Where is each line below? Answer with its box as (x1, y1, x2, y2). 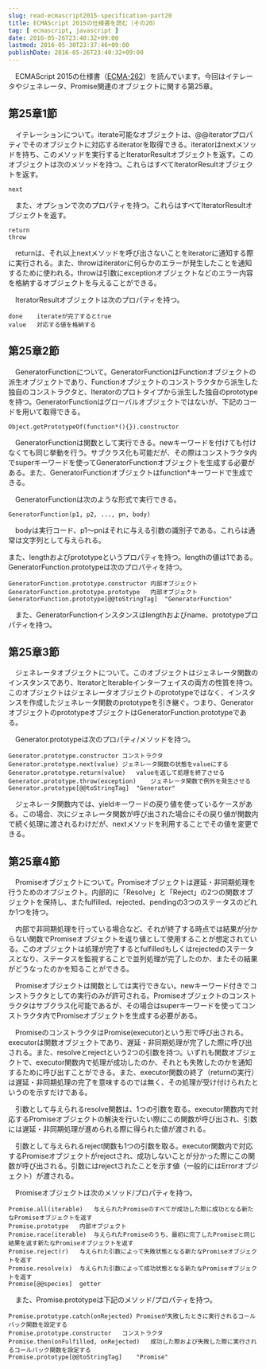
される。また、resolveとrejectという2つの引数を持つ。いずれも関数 (8, 1048, 229, 1058)
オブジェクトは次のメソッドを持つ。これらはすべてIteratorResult (8, 159, 218, 169)
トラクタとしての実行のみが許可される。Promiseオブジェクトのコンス (21, 991, 250, 1000)
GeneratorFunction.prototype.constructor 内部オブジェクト (8, 579, 199, 588)
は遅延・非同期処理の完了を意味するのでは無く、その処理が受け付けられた (8, 1078, 252, 1087)
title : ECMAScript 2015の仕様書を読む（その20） (8, 19, 159, 27)
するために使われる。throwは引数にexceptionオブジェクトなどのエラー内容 (8, 268, 254, 277)
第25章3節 (8, 646, 60, 659)
